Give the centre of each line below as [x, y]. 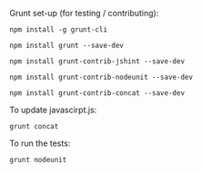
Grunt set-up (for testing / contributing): [84, 13]
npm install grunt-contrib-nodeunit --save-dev [101, 77]
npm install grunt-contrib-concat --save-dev [97, 93]
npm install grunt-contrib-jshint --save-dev [97, 62]
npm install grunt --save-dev [67, 45]
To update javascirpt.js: [53, 110]
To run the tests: [40, 143]
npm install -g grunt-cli [58, 30]
